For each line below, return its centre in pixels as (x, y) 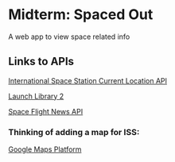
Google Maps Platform (45, 149)
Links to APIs (41, 62)
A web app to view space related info (69, 37)
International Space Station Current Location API (88, 80)
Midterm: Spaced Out (81, 15)
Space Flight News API (46, 111)
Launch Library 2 (36, 96)
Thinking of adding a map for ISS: (74, 132)
